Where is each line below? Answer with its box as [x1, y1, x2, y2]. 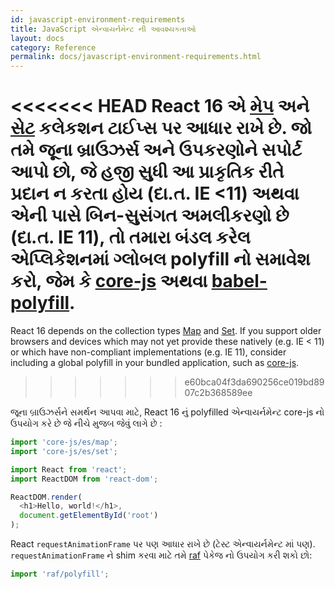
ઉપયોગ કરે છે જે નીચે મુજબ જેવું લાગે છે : [10, 417, 163, 430]
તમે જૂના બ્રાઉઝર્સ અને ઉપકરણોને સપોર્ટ [10, 139, 303, 161]
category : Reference [10, 42, 97, 53]
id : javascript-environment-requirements [10, 14, 186, 25]
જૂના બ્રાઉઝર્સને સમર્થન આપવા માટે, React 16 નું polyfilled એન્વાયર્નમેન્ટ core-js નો [10, 406, 325, 418]
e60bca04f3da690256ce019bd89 [184, 376, 325, 388]
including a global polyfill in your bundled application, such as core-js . [10, 357, 300, 369]
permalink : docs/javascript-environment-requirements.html [10, 52, 262, 62]
